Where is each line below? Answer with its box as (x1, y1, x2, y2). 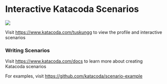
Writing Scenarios (5, 47, 50, 54)
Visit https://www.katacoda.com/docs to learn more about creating (5, 58, 143, 64)
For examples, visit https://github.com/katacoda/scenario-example (5, 73, 142, 79)
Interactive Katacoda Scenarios (5, 3, 139, 15)
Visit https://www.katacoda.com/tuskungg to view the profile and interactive (5, 29, 162, 35)
